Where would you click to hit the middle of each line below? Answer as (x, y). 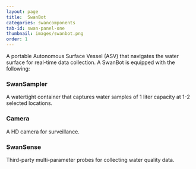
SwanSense (24, 147)
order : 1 (17, 39)
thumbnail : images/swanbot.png (45, 34)
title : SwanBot (26, 17)
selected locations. (29, 103)
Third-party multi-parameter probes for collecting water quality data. (90, 160)
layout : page (22, 12)
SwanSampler (27, 84)
